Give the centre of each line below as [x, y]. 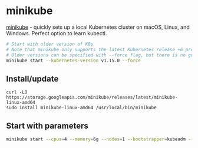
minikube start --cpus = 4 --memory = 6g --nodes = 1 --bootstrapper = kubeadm [96, 139]
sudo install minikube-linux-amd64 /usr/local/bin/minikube [82, 108]
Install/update [32, 78]
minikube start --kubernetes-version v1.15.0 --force [74, 60]
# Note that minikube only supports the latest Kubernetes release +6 [95, 49]
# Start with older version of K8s [50, 44]
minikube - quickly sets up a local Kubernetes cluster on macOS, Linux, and [98, 27]
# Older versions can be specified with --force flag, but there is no [96, 55]
